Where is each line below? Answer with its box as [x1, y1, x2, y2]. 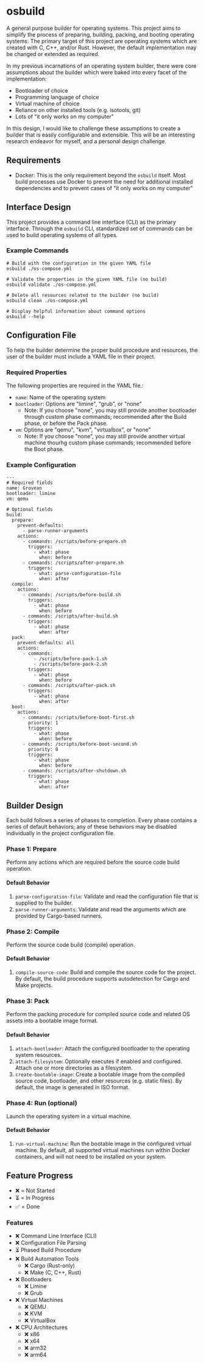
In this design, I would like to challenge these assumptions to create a [6, 124, 181, 132]
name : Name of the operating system [15, 393, 106, 400]
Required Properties [6, 368, 67, 376]
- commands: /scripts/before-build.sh [22, 592, 121, 598]
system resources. [15, 1051, 62, 1058]
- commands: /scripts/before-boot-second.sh [22, 741, 138, 747]
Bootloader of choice [15, 87, 68, 94]
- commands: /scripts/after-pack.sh [22, 683, 116, 689]
